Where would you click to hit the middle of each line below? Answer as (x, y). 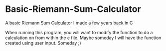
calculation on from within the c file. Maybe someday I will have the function (83, 38)
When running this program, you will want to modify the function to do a (79, 32)
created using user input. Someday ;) (43, 43)
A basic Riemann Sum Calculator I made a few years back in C (69, 23)
